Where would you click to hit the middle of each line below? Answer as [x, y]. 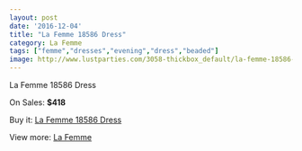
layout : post [34, 18]
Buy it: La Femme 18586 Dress [66, 120]
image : [22, 59]
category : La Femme [46, 43]
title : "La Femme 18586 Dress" [68, 34]
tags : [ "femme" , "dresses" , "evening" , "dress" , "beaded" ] [114, 51]
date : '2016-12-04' [46, 26]
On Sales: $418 [37, 102]
